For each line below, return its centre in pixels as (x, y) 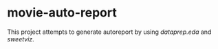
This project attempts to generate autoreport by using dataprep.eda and (109, 32)
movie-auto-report (62, 13)
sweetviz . (21, 39)
